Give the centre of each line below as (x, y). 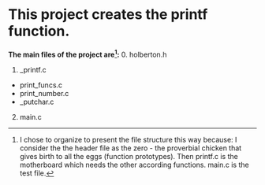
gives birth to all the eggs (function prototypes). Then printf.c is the (129, 156)
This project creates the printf (108, 15)
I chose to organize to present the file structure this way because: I (128, 139)
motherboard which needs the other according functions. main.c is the (134, 165)
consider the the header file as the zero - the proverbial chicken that (131, 148)
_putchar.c (37, 102)
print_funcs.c (41, 85)
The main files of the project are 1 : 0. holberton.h (88, 54)
